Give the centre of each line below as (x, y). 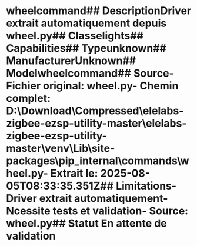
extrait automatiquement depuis (86, 23)
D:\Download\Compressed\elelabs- (95, 111)
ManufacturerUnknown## (71, 61)
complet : (29, 99)
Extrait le (73, 173)
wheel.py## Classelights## (75, 36)
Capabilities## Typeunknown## (86, 49)
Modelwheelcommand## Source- (90, 73)
